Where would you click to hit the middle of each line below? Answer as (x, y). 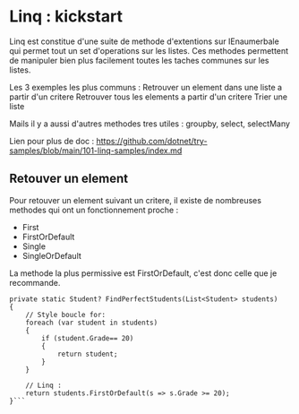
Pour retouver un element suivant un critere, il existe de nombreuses (136, 200)
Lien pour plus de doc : (52, 141)
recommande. (35, 282)
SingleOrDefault (52, 255)
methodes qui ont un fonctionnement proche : (94, 210)
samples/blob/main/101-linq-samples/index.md (96, 151)
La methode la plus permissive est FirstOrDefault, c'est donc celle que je (143, 273)
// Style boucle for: (65, 315)
